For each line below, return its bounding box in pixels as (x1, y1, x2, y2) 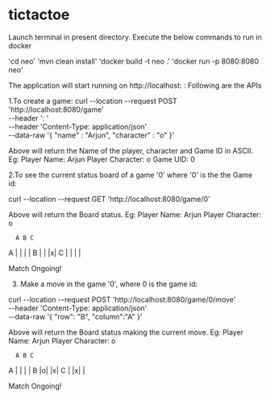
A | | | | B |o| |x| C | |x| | (8, 365, 85, 375)
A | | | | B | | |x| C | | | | (8, 248, 81, 257)
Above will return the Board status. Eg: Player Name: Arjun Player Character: (8, 209, 262, 219)
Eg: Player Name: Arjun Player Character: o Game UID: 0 (8, 154, 196, 164)
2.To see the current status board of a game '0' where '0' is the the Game (8, 170, 253, 179)
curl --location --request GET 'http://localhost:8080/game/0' (8, 194, 211, 204)
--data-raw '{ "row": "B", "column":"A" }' (8, 311, 143, 321)
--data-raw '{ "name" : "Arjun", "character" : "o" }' (8, 130, 175, 140)
